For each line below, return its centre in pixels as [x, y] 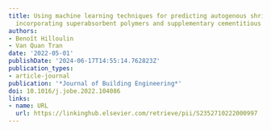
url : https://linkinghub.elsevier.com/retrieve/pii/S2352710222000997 [137, 114]
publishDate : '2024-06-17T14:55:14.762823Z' [84, 61]
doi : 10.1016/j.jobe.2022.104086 [65, 91]
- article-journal [39, 76]
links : [19, 99]
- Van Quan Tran [35, 46]
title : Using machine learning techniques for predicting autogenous [128, 16]
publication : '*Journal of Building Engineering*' [95, 83]
